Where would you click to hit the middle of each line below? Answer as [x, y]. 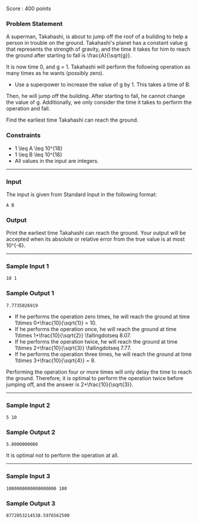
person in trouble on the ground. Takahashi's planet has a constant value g [97, 43]
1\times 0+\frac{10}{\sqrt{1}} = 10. [56, 323]
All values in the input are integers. [57, 161]
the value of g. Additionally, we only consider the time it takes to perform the [99, 102]
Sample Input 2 [28, 405]
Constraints [24, 135]
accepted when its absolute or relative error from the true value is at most [95, 239]
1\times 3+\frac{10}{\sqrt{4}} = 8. [55, 360]
